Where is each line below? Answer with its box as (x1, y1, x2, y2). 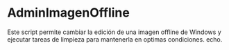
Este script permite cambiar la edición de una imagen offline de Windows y (7, 28, 221, 36)
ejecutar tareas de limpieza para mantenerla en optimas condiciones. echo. (7, 35, 223, 43)
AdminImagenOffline (7, 5, 130, 21)
